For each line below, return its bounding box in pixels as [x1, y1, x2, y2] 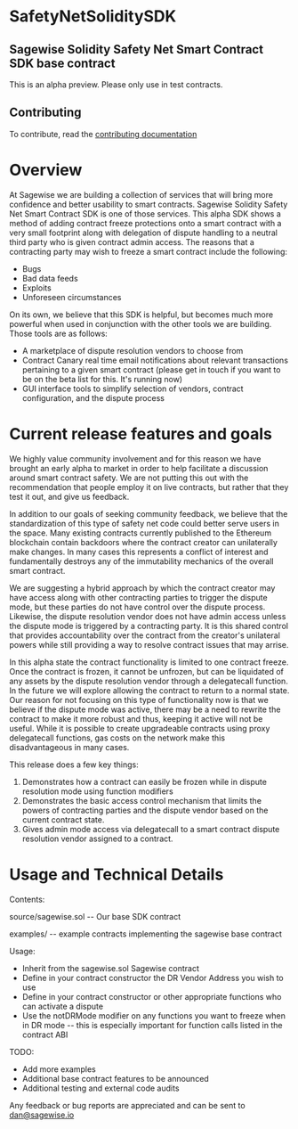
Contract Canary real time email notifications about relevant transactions [21, 355, 289, 365]
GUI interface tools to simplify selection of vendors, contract [21, 383, 244, 394]
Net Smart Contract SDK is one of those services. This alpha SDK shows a [9, 208, 282, 219]
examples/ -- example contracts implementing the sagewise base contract [9, 929, 283, 939]
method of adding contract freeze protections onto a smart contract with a [9, 217, 282, 228]
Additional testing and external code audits [21, 1083, 180, 1093]
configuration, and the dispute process [21, 392, 165, 403]
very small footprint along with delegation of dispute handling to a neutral [9, 227, 278, 238]
